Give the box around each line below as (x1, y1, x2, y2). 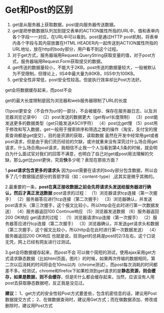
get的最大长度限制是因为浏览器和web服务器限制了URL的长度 (5, 97, 127, 103)
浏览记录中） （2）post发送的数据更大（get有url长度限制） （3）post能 (13, 114, 158, 120)
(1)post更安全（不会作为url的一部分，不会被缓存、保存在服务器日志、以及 (5, 108, 153, 114)
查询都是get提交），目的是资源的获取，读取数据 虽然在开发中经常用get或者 (9, 132, 159, 138)
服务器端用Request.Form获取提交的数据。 (21, 58, 105, 64)
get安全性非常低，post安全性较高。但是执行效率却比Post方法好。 (12, 76, 144, 82)
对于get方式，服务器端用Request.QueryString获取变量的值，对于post (12, 52, 152, 58)
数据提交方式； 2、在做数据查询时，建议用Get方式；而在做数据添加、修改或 (5, 296, 158, 302)
